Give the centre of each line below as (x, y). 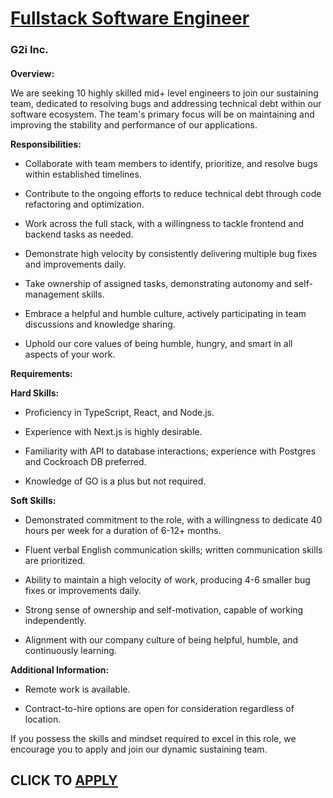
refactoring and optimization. (84, 204)
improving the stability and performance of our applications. (134, 124)
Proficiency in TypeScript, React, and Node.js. (119, 412)
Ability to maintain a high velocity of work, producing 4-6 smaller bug (167, 579)
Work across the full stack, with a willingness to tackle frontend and (164, 223)
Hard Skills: (35, 393)
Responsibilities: (46, 144)
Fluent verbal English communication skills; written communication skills (173, 549)
